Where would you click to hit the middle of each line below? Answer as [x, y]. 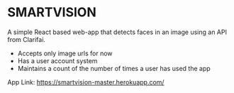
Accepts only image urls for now [65, 53]
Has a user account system [57, 60]
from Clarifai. [27, 39]
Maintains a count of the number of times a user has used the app [114, 68]
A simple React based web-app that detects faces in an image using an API [117, 32]
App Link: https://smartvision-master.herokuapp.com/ [86, 82]
